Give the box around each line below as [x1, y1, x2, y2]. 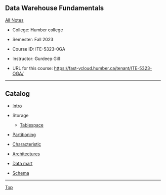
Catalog [5, 89, 30, 98]
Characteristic [12, 141, 41, 147]
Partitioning [12, 131, 36, 137]
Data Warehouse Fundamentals [5, 4, 104, 12]
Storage [12, 112, 29, 118]
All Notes [5, 17, 24, 23]
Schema [12, 170, 30, 176]
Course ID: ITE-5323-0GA [12, 46, 66, 52]
